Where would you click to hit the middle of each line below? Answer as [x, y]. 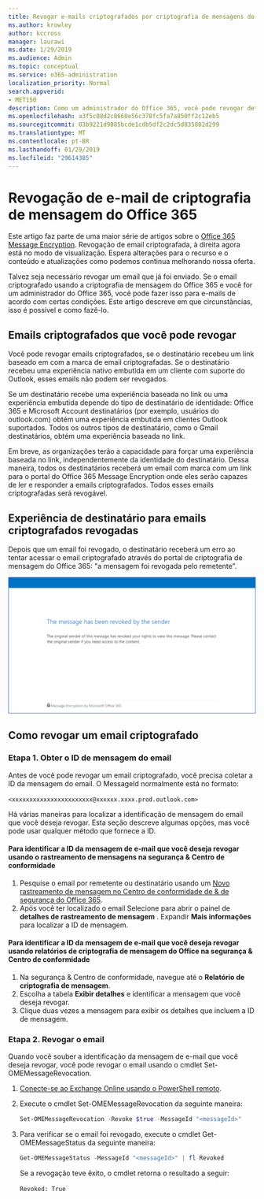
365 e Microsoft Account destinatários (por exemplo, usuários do [114, 411]
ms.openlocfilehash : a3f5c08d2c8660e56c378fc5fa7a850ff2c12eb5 [114, 117]
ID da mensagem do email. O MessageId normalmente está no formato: [124, 783]
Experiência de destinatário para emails [107, 518]
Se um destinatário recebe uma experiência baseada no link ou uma [118, 395]
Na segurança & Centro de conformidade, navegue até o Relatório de [132, 978]
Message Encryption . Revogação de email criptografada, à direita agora [125, 245]
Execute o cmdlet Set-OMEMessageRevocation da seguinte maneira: [131, 1104]
